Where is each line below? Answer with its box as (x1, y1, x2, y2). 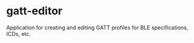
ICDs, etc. (6, 30, 32, 37)
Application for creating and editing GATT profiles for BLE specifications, (6, 24, 189, 31)
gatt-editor (6, 4, 63, 18)
